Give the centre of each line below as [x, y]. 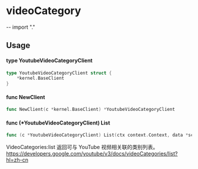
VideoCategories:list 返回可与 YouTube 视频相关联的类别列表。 [82, 147]
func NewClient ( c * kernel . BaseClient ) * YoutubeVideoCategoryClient [91, 110]
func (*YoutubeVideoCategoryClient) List [58, 123]
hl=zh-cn [17, 160]
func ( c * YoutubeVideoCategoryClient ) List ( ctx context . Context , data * [97, 135]
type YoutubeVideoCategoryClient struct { [59, 73]
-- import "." [21, 27]
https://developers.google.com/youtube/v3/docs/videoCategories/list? [92, 154]
